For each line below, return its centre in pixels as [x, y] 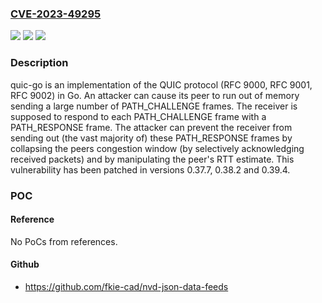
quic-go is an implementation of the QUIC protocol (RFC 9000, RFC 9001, [161, 84]
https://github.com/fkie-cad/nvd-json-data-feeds [126, 286]
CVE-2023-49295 [56, 14]
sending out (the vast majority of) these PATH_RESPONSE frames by [151, 138]
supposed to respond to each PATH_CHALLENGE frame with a [138, 116]
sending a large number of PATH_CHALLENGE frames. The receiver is [154, 106]
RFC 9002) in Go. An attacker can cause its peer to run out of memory [155, 95]
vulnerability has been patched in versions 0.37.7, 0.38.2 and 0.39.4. [150, 169]
